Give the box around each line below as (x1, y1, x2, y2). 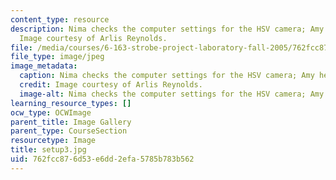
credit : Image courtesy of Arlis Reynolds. (19, 80, 203, 90)
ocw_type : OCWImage (10, 107, 92, 118)
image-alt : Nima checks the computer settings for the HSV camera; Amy (19, 89, 325, 99)
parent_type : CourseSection (10, 126, 128, 136)
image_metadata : (10, 61, 78, 71)
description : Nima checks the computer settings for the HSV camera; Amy (10, 24, 325, 34)
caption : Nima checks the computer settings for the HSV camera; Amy (19, 71, 315, 81)
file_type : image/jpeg (10, 52, 105, 62)
